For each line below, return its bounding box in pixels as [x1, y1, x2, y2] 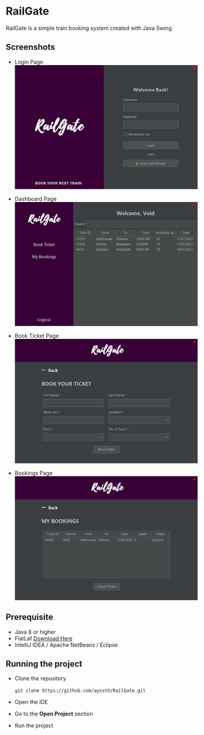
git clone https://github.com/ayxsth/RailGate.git [14, 688, 146, 694]
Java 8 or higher [14, 628, 56, 635]
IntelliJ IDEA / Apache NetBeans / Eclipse [14, 641, 118, 649]
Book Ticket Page [14, 332, 59, 340]
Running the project [5, 659, 83, 669]
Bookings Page [14, 469, 53, 476]
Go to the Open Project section [14, 710, 93, 717]
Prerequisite [5, 612, 54, 622]
